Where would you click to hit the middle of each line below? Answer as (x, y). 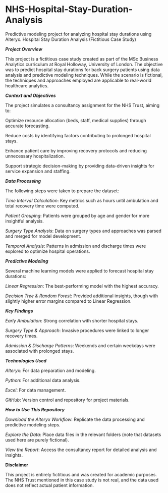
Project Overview (24, 49)
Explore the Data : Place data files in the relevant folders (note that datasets (83, 434)
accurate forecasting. (27, 126)
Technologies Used (26, 361)
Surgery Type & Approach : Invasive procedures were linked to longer (77, 330)
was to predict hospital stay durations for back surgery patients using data (82, 70)
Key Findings (19, 311)
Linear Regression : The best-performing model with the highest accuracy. (82, 286)
